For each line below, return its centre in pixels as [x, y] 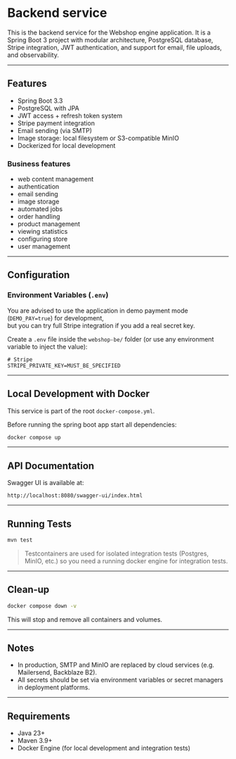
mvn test [20, 540]
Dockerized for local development [66, 145]
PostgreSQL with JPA [48, 108]
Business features [39, 163]
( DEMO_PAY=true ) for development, [55, 318]
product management [49, 224]
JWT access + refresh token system [70, 115]
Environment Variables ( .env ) [58, 295]
